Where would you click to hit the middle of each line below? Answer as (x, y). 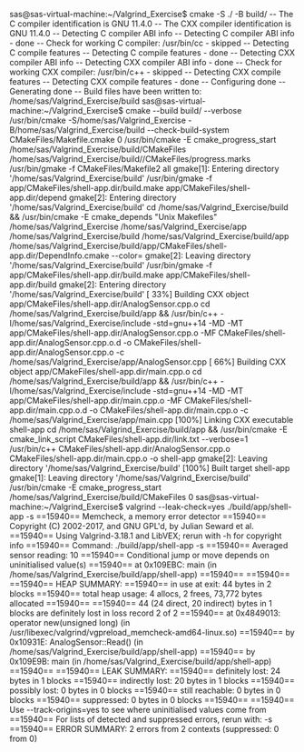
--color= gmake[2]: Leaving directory (181, 256)
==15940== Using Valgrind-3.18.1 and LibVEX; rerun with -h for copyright (146, 536)
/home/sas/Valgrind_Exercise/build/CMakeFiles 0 (101, 497)
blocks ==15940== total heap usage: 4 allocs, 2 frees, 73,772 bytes (136, 594)
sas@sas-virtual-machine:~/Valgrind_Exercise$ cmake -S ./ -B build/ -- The (152, 14)
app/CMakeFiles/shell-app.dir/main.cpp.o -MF (96, 401)
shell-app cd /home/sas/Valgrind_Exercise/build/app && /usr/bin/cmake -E (149, 429)
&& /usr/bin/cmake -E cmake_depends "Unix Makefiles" (113, 217)
